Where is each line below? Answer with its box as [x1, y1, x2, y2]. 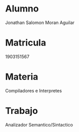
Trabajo [5, 105, 38, 116]
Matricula [5, 37, 46, 48]
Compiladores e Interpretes [5, 87, 62, 93]
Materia [5, 71, 39, 82]
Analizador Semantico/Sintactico [5, 121, 73, 127]
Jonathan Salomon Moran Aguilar [5, 19, 74, 25]
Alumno [5, 3, 39, 14]
